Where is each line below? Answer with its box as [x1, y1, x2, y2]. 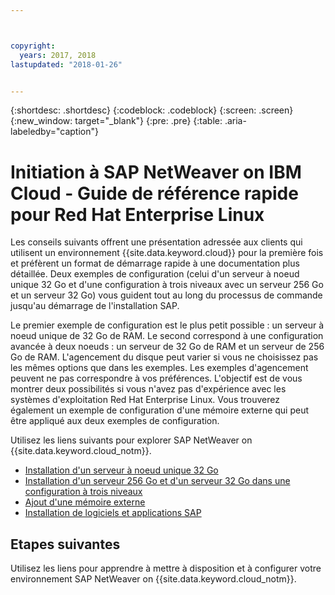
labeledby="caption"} [10, 126, 99, 138]
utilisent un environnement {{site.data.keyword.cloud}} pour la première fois [10, 247, 324, 259]
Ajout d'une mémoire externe [24, 496, 146, 508]
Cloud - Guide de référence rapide [10, 182, 299, 205]
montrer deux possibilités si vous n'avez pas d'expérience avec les [10, 383, 287, 395]
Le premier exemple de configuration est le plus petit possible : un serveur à [10, 319, 325, 331]
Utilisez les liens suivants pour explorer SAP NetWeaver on [10, 434, 253, 446]
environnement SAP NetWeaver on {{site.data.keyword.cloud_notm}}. [10, 573, 297, 585]
